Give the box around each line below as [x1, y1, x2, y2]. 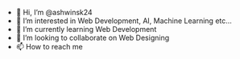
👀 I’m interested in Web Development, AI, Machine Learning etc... [15, 16, 232, 26]
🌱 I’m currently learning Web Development [15, 25, 157, 33]
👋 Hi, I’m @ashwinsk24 [15, 8, 93, 17]
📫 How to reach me [15, 42, 83, 51]
